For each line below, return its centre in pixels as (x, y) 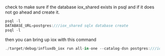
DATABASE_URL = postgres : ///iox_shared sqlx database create (67, 26)
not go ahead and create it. (32, 12)
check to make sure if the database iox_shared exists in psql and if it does (80, 7)
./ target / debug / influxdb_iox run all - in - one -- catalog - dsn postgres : (78, 48)
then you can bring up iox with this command (51, 39)
